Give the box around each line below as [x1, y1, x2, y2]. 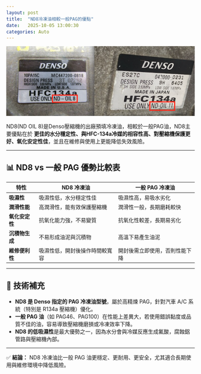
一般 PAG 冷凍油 [135, 184, 175, 192]
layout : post [6, 10, 39, 16]
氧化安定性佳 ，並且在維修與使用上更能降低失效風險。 [16, 137, 148, 145]
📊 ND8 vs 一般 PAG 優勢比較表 [6, 163, 121, 173]
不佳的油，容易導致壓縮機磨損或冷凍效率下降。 [20, 320, 136, 327]
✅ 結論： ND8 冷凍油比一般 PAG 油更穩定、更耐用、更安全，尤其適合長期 [6, 354, 187, 361]
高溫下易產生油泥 [118, 234, 160, 241]
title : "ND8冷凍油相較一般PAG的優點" [6, 16, 94, 22]
